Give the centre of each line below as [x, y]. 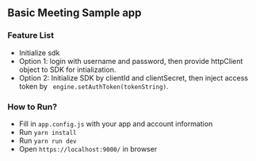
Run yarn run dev [48, 140]
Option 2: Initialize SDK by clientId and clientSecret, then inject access [134, 77]
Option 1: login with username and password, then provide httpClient [131, 61]
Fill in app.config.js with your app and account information [116, 124]
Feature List [31, 36]
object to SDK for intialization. [67, 69]
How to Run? [32, 107]
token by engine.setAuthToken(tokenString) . [94, 86]
